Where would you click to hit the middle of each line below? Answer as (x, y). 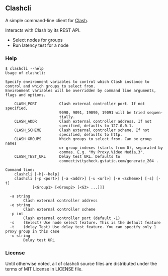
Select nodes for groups (37, 40)
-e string (20, 205)
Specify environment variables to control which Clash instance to (77, 82)
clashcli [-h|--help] (37, 174)
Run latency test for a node (40, 45)
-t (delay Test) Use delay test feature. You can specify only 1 (83, 227)
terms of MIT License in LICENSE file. (44, 269)
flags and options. (26, 95)
